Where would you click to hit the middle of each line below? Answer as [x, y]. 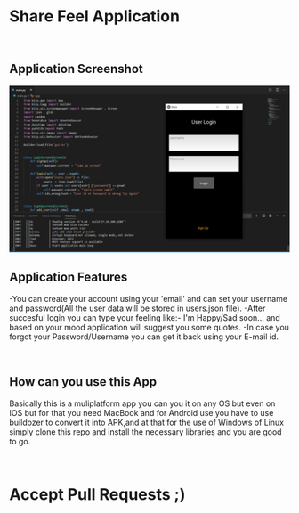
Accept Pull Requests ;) [97, 494]
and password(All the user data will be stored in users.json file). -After [137, 308]
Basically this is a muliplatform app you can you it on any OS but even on [142, 403]
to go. [20, 441]
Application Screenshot [77, 69]
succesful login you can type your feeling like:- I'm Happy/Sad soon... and [145, 317]
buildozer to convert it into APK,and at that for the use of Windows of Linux [147, 422]
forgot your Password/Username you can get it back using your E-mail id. [144, 337]
